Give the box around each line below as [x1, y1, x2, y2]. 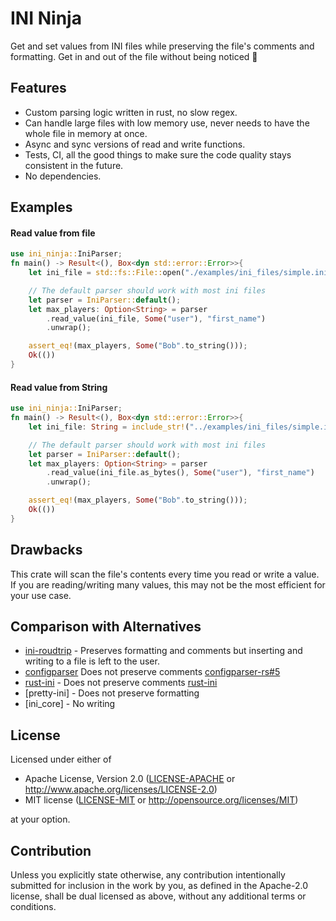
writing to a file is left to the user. [24, 655, 160, 667]
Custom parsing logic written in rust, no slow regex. [24, 106, 238, 118]
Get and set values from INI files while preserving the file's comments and [10, 40, 315, 52]
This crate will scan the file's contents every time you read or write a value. [10, 568, 320, 580]
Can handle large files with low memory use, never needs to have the [24, 117, 310, 129]
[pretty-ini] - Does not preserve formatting [24, 687, 200, 699]
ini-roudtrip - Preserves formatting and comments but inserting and [24, 645, 303, 657]
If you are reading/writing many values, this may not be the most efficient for [10, 578, 326, 591]
